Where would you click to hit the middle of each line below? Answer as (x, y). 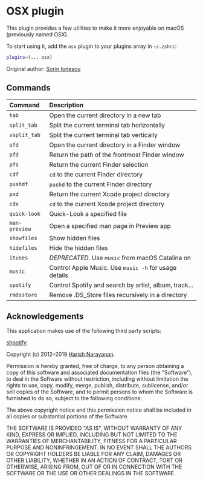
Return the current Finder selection (99, 164)
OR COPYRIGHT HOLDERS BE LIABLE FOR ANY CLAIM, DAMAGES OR (94, 454)
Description (66, 105)
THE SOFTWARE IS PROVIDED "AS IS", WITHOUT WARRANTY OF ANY (94, 428)
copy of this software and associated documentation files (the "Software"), (100, 373)
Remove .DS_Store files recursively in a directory (118, 295)
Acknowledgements (45, 316)
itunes (19, 258)
